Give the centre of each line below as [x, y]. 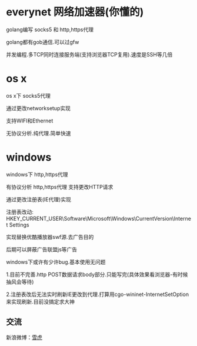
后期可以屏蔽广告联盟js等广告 [42, 249]
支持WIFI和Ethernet [30, 121]
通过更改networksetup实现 [38, 108]
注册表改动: [20, 212]
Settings [19, 225]
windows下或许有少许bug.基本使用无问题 [56, 262]
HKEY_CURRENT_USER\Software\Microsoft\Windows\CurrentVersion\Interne [98, 218]
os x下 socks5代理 [29, 95]
